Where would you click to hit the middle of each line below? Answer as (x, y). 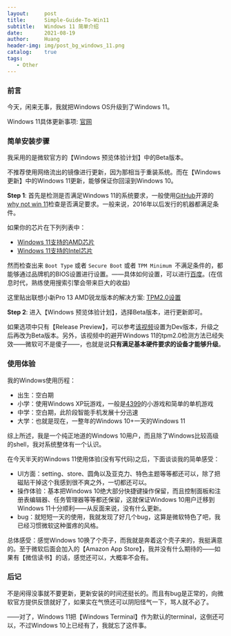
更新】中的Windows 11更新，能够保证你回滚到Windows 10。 (92, 181)
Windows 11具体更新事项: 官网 (50, 121)
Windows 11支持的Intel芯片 (55, 251)
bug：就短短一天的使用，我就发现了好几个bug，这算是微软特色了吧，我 (119, 516)
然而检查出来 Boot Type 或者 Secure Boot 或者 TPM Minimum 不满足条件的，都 (115, 265)
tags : (15, 59)
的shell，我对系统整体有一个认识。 (56, 444)
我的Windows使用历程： (42, 380)
